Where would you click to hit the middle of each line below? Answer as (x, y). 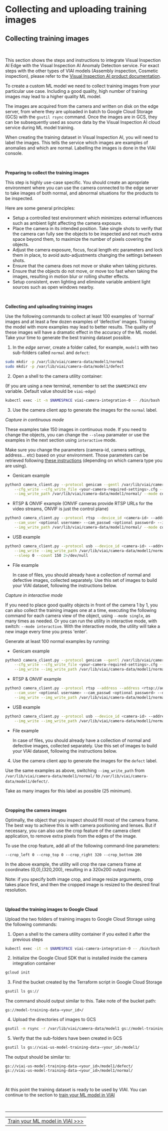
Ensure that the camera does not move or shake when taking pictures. (85, 266)
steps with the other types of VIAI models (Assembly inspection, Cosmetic (82, 71)
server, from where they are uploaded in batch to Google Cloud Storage (79, 112)
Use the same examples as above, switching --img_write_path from (75, 770)
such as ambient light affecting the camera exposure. (67, 223)
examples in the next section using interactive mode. (61, 440)
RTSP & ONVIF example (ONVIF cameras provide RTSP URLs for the (82, 504)
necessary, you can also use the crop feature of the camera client (73, 831)
